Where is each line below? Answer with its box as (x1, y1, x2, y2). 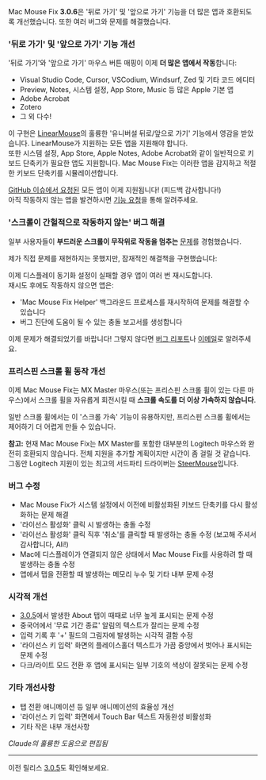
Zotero (19, 102, 42, 112)
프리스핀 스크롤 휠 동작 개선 (8, 365, 106, 376)
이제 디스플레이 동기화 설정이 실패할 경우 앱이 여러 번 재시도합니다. (8, 270, 213, 280)
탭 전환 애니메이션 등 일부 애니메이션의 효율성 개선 (19, 701, 174, 711)
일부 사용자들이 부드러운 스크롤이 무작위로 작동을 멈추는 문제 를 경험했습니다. (8, 237, 241, 246)
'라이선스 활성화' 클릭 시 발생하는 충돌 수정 (19, 519, 151, 530)
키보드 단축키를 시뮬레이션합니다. (16, 168, 119, 178)
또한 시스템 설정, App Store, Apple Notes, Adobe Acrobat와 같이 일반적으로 (8, 149, 246, 158)
